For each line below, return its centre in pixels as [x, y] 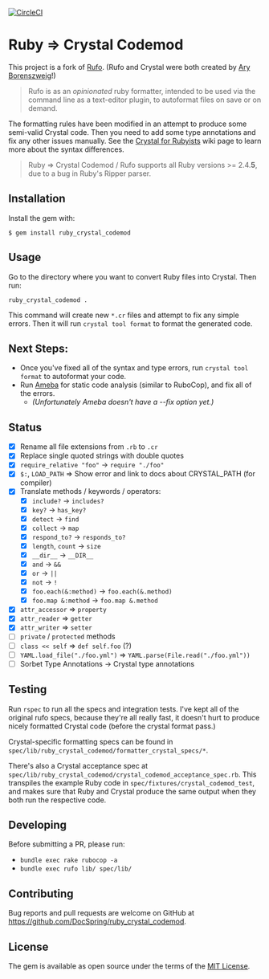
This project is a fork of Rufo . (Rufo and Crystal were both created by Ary [129, 67]
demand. [43, 108]
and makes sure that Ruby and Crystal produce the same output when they [132, 791]
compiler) [36, 483]
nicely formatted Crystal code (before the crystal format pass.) [112, 726]
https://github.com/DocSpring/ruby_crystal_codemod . [98, 922]
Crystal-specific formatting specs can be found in [91, 741]
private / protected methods [67, 636]
